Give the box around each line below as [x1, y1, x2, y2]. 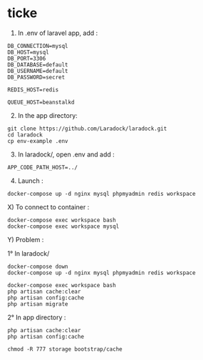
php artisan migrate [7, 300, 69, 308]
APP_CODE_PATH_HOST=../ [7, 164, 78, 171]
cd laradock [7, 131, 43, 139]
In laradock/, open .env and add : [17, 150, 115, 159]
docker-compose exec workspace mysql [7, 223, 120, 230]
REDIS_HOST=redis [7, 86, 59, 94]
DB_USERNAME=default [7, 67, 69, 74]
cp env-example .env [7, 137, 69, 144]
